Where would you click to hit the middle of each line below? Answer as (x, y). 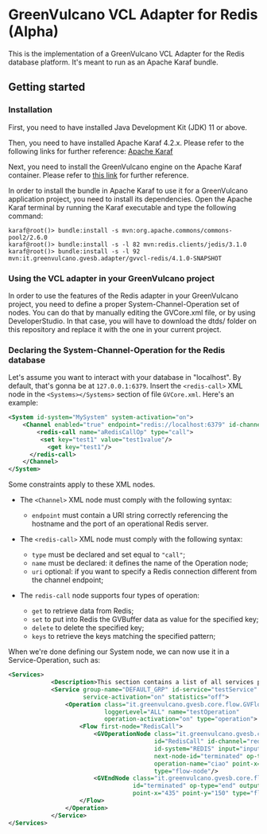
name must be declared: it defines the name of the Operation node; (140, 563)
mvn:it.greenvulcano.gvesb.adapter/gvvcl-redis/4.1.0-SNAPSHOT (115, 258)
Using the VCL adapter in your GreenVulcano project (112, 278)
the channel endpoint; (68, 580)
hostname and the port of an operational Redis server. (120, 524)
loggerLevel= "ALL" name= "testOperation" (172, 712)
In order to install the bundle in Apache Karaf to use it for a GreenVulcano (128, 190)
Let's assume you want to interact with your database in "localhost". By (125, 378)
